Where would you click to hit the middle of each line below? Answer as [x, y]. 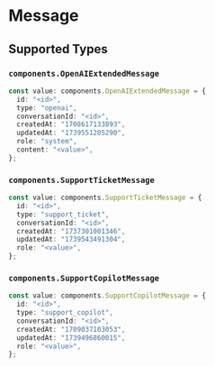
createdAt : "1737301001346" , [71, 231]
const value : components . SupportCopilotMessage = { [107, 296]
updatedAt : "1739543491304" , [71, 240]
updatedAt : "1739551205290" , [71, 133]
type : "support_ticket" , [63, 214]
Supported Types [58, 49]
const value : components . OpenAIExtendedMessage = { [107, 91]
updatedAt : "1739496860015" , [71, 338]
